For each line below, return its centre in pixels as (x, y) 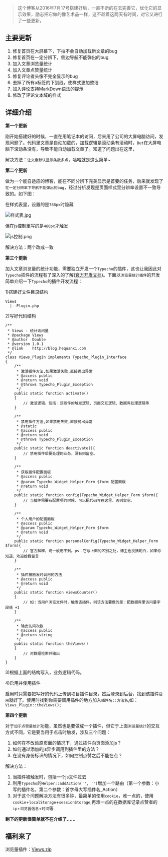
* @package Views (25, 335)
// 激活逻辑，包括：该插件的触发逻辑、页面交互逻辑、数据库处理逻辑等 (86, 403)
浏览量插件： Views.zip (28, 849)
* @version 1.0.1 (25, 344)
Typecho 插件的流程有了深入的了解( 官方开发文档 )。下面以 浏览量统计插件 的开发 (83, 275)
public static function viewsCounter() (56, 592)
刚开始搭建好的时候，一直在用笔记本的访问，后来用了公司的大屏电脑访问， (82, 136)
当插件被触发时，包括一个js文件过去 (49, 777)
